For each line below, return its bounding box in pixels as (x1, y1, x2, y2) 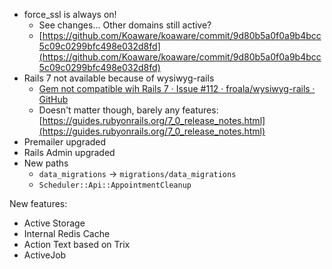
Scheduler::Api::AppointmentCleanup (38, 180, 192, 190)
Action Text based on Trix (23, 239, 131, 250)
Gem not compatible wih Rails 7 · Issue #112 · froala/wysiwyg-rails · (38, 83, 316, 94)
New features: (9, 198, 68, 209)
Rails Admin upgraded (23, 147, 116, 158)
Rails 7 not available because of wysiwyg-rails (23, 72, 215, 84)
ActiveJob (23, 249, 67, 261)
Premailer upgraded (23, 136, 107, 148)
